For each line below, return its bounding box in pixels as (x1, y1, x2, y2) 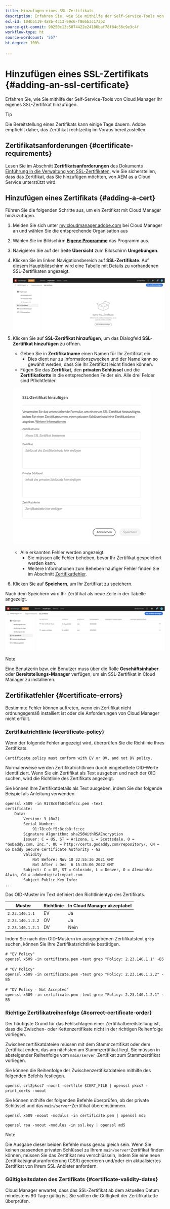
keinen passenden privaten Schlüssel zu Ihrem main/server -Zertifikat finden (5, 1146, 164, 1153)
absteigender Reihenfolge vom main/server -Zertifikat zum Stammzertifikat (5, 1052, 160, 1058)
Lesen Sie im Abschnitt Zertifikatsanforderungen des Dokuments (5, 163, 143, 169)
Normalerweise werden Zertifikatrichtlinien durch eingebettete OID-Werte (5, 764, 158, 770)
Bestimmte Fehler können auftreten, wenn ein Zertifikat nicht (5, 705, 132, 711)
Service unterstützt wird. (5, 179, 57, 185)
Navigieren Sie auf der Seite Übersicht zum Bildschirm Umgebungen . (12, 247, 159, 254)
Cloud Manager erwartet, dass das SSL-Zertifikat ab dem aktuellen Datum (5, 1187, 159, 1193)
